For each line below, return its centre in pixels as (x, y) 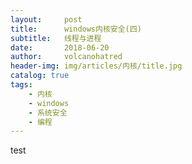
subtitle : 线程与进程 (56, 38)
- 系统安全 (48, 112)
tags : (21, 85)
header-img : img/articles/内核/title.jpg (96, 66)
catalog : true (40, 76)
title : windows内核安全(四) (76, 29)
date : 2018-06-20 (60, 47)
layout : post (46, 19)
